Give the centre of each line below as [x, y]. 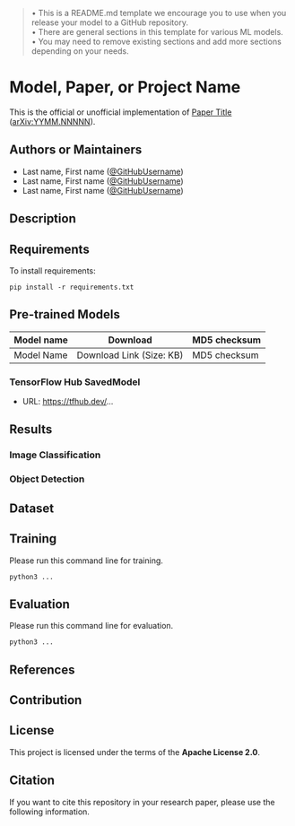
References [42, 669]
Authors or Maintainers [76, 150]
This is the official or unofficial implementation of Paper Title [121, 112]
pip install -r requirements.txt [72, 287]
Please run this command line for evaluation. [91, 626]
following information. [49, 812]
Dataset [32, 508]
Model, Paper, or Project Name [125, 87]
